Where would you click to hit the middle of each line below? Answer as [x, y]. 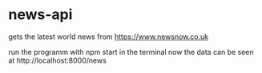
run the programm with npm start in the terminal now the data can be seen [131, 52]
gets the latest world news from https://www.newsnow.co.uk [109, 36]
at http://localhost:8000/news [57, 60]
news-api [40, 15]
